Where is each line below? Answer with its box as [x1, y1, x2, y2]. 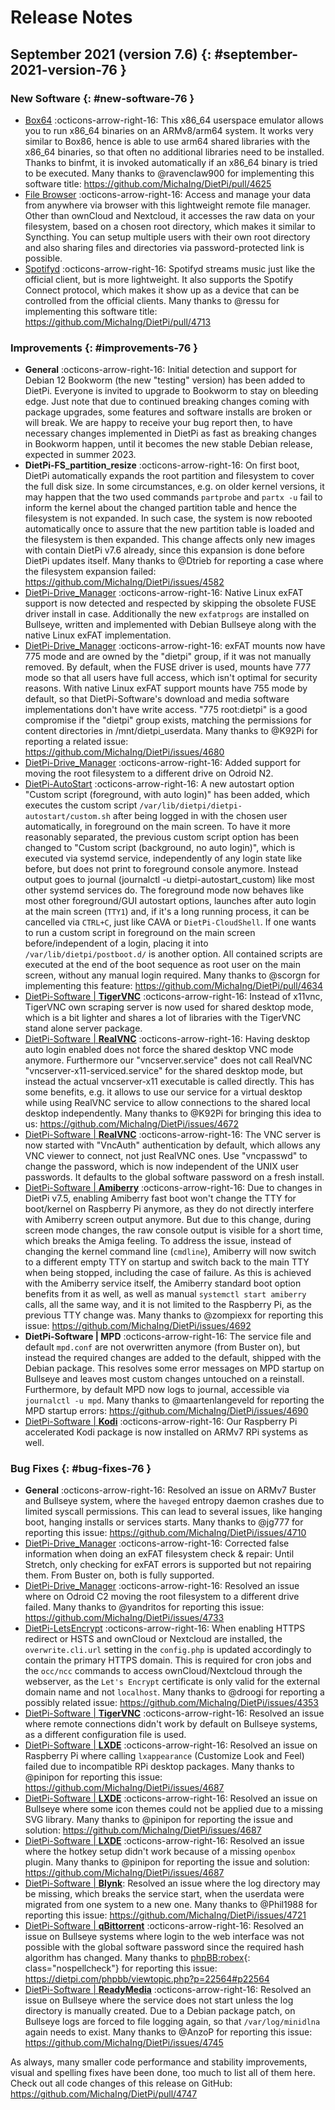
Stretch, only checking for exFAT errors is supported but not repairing [24, 1559, 312, 1571]
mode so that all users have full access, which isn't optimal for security [24, 672, 318, 684]
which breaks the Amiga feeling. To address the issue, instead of [24, 1235, 292, 1247]
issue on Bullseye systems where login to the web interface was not [24, 1931, 305, 1943]
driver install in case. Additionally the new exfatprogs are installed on [24, 608, 310, 620]
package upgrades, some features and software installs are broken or [24, 406, 313, 418]
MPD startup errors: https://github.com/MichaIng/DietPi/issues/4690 [24, 1405, 309, 1417]
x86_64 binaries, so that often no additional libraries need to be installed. [24, 146, 325, 158]
